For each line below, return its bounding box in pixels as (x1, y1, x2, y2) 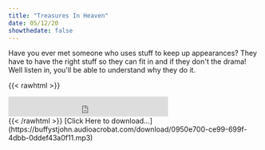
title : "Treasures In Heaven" (8, 11, 109, 20)
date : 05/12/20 (8, 19, 59, 27)
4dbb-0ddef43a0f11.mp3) (8, 133, 93, 143)
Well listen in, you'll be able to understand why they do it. (8, 65, 196, 75)
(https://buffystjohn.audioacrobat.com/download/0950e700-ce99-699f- (8, 124, 247, 134)
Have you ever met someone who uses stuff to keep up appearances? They (8, 49, 258, 58)
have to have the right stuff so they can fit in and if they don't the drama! (8, 57, 247, 66)
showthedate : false (8, 26, 73, 34)
